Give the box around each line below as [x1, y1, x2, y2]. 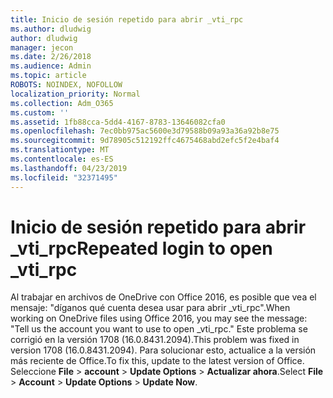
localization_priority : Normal [10, 89, 141, 99]
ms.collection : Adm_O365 [10, 98, 114, 108]
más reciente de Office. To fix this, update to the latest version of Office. [10, 355, 305, 367]
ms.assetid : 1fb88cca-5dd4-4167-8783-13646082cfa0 [10, 117, 226, 127]
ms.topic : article [10, 71, 87, 81]
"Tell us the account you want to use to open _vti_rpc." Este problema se [10, 323, 308, 335]
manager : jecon [10, 42, 74, 53]
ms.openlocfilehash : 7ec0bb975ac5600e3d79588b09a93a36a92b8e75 [10, 126, 280, 136]
